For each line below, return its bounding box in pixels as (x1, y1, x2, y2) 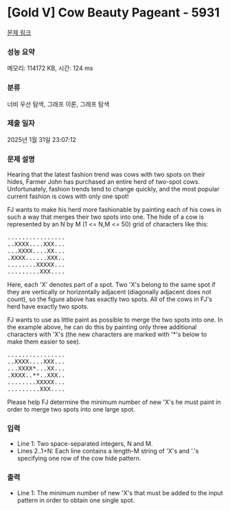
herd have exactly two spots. (7, 302, 89, 311)
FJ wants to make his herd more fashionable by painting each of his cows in (7, 206, 222, 214)
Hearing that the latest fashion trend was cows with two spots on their (7, 170, 206, 179)
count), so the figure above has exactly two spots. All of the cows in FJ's (7, 295, 213, 303)
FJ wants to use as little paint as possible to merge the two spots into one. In (7, 316, 223, 324)
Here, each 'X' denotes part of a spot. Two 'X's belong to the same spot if (7, 281, 216, 289)
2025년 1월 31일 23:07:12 (7, 135, 77, 143)
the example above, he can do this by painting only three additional (7, 323, 197, 331)
